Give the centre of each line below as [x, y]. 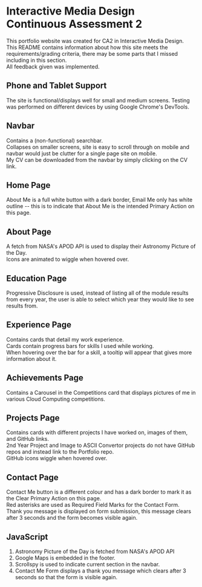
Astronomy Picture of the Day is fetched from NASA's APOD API [95, 552]
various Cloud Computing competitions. [56, 399]
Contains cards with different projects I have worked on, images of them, [97, 432]
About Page [29, 232]
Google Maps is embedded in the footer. [65, 558]
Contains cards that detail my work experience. [65, 339]
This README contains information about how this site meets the [87, 47]
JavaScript [27, 537]
